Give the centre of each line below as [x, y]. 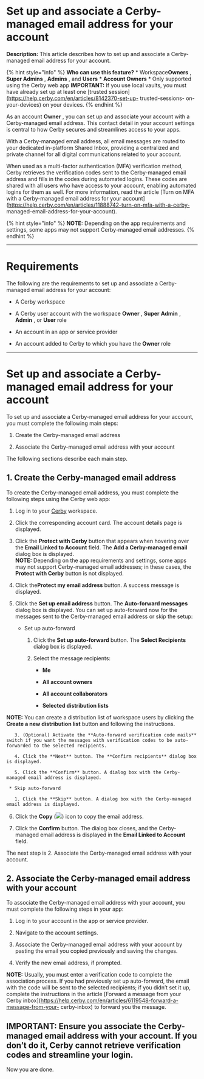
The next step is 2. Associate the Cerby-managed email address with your [99, 853]
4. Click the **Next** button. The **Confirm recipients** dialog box [106, 756]
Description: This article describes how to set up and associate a [88, 54]
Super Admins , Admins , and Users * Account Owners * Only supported [99, 79]
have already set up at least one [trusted [57, 91]
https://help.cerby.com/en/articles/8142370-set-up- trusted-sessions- [97, 98]
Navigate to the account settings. [56, 933]
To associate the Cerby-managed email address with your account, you [96, 903]
